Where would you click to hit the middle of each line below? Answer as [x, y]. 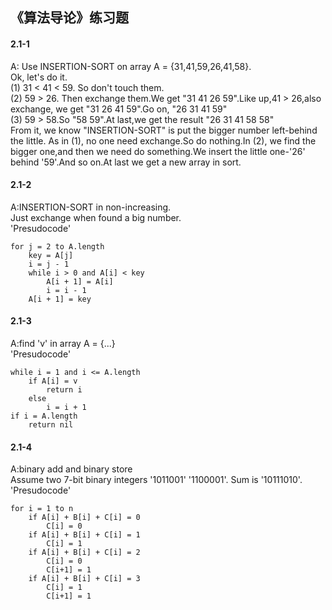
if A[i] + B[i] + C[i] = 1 [84, 535]
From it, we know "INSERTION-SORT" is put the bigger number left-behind [164, 130]
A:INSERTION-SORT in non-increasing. [91, 207]
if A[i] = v [53, 381]
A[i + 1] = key [60, 299]
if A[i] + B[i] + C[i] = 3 [84, 579]
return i [64, 390]
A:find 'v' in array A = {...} [63, 343]
